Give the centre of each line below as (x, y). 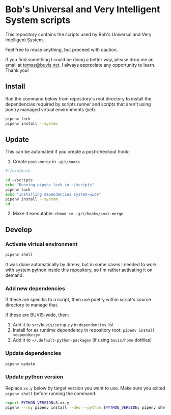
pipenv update (20, 364)
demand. (15, 275)
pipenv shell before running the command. (51, 393)
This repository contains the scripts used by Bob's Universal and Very (78, 34)
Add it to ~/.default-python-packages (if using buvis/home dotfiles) (82, 340)
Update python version (34, 377)
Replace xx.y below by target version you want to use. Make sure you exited (85, 388)
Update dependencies (33, 353)
